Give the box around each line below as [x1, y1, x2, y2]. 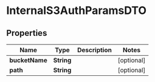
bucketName [9, 56, 47, 64]
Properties [6, 28, 47, 38]
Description [77, 46, 112, 54]
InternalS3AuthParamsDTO [6, 4, 147, 18]
